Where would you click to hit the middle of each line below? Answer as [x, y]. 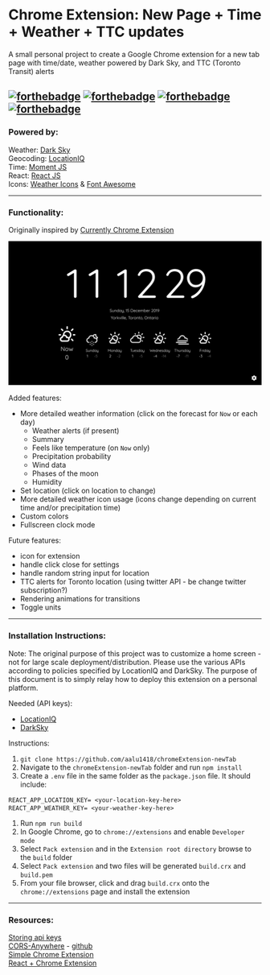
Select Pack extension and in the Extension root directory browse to [135, 849]
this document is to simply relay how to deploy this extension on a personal [133, 679]
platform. [23, 688]
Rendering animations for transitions [80, 599]
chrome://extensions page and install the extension [105, 891]
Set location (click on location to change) [88, 491]
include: [33, 784]
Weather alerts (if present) [76, 431]
